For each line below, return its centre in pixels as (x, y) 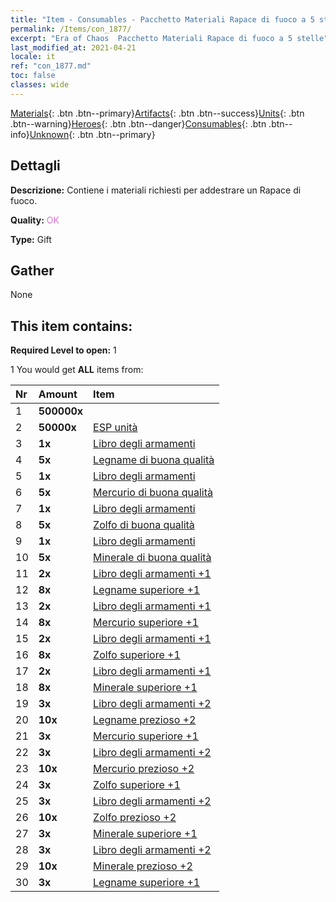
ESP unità (115, 428)
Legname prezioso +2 (145, 720)
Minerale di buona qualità (152, 558)
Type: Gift (31, 239)
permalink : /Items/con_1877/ (71, 29)
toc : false (33, 76)
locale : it (33, 57)
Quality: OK (35, 220)
